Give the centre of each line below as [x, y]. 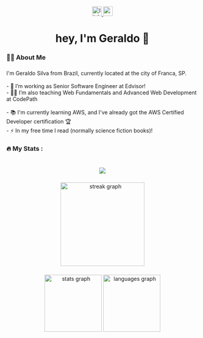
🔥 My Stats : [25, 148]
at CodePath [22, 99]
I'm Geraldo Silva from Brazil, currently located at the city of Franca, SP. [97, 73]
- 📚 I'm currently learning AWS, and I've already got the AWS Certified [95, 112]
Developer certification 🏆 [39, 121]
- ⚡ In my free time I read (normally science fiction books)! [80, 130]
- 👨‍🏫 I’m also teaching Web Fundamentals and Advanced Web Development [101, 92]
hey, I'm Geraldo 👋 [102, 39]
